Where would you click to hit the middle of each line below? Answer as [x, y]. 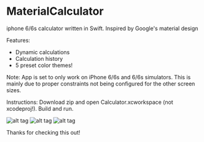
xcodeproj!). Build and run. [40, 108]
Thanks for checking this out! [43, 132]
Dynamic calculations [42, 52]
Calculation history [39, 58]
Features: [18, 40]
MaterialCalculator [55, 11]
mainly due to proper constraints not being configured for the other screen [101, 84]
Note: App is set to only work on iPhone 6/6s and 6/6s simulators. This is [99, 77]
